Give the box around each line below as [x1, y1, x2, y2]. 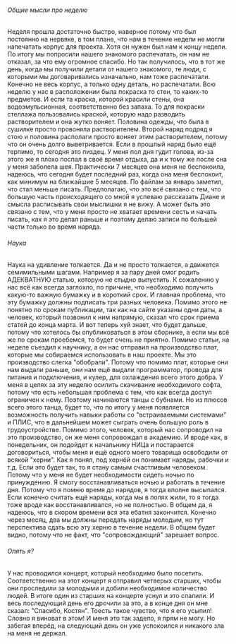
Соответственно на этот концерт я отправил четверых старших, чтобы [7, 576, 222, 585]
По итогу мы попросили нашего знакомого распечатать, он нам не [7, 50, 210, 59]
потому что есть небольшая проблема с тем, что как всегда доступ [7, 388, 213, 397]
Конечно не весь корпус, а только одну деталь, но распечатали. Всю [7, 80, 216, 88]
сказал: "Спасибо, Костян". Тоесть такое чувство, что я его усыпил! [7, 606, 213, 614]
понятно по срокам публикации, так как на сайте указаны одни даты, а [7, 306, 223, 314]
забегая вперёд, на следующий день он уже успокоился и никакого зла [7, 621, 225, 630]
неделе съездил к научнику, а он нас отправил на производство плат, [7, 343, 219, 352]
